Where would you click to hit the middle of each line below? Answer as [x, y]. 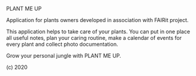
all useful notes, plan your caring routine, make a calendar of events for [94, 38]
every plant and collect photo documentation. [62, 44]
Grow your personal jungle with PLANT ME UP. [64, 56]
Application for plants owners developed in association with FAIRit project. [97, 20]
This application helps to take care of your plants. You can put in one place [98, 31]
